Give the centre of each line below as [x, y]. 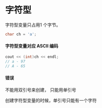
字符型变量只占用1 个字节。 [33, 25]
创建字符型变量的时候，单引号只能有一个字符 [51, 100]
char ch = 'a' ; [21, 34]
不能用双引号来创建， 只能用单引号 [41, 90]
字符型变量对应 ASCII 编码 [32, 46]
